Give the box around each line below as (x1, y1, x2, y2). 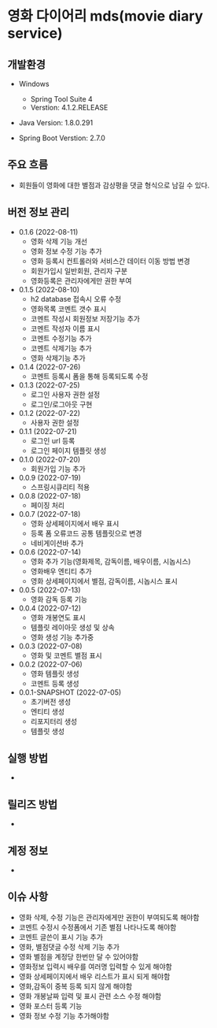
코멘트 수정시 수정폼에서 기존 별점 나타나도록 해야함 (18, 922, 177, 932)
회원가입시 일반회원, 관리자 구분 (30, 265, 127, 276)
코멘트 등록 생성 (30, 678, 79, 688)
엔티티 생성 (30, 707, 64, 716)
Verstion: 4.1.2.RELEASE (30, 103, 108, 112)
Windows (18, 80, 50, 88)
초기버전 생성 (30, 696, 72, 706)
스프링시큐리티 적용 (30, 482, 90, 492)
